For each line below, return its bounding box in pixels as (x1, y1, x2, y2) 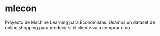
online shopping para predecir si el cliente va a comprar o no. (5, 24, 131, 30)
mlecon (5, 3, 37, 14)
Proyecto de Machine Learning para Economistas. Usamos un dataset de (5, 19, 155, 25)
